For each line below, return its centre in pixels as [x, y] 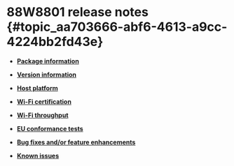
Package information [48, 61]
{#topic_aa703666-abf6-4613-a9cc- [117, 27]
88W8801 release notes [77, 12]
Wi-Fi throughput [42, 115]
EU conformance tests [50, 128]
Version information [46, 75]
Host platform [37, 88]
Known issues [38, 156]
